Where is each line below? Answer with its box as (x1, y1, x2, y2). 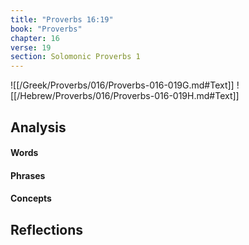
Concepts (10, 192, 52, 205)
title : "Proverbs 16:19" (10, 14, 114, 25)
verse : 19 (10, 42, 52, 53)
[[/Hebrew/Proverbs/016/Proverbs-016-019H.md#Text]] (10, 90, 240, 102)
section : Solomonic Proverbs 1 (10, 52, 141, 62)
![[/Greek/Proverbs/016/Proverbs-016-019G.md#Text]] (10, 79, 235, 91)
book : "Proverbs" (10, 24, 83, 34)
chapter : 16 (10, 33, 60, 43)
